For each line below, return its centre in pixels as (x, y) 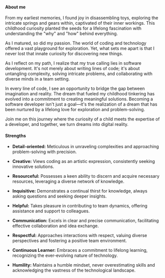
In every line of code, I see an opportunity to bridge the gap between (75, 88)
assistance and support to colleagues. (51, 211)
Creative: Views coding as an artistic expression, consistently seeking (83, 161)
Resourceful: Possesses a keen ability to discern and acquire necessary (86, 176)
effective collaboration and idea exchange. (55, 226)
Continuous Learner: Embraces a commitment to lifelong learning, (80, 250)
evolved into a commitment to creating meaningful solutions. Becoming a (79, 99)
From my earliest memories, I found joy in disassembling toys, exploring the (82, 18)
